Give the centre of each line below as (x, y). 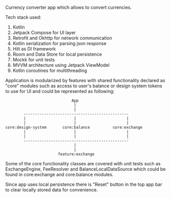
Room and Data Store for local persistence (57, 54)
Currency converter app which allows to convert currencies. (68, 7)
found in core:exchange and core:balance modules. (59, 175)
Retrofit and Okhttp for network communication (62, 38)
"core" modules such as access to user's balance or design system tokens (84, 86)
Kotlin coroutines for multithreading (50, 70)
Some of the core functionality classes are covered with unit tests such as (83, 164)
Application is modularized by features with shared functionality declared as (85, 80)
